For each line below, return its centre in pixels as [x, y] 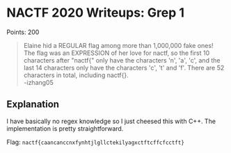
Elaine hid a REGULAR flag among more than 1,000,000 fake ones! [118, 45]
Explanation [33, 105]
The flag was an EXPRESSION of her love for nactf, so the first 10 [117, 53]
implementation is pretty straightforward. [65, 128]
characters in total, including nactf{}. [76, 75]
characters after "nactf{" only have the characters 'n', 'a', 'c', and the [122, 60]
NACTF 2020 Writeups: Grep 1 [96, 13]
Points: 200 [23, 32]
